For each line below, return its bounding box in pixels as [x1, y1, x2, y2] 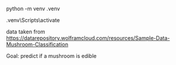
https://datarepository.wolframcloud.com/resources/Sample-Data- [6, 35, 170, 41]
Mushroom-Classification [6, 41, 69, 48]
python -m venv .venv [6, 5, 60, 12]
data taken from [6, 28, 46, 35]
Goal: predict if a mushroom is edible [6, 52, 97, 59]
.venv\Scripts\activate [6, 17, 60, 23]
